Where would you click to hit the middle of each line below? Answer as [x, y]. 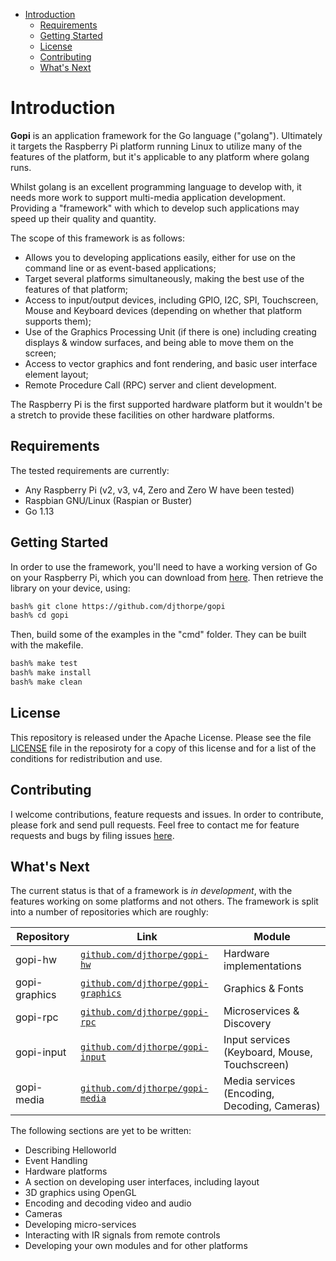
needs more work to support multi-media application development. [148, 197]
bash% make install [51, 673]
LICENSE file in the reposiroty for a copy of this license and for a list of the [163, 748]
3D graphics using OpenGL [80, 1193]
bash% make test [44, 664]
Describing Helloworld [70, 1150]
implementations [262, 966]
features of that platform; [76, 289]
